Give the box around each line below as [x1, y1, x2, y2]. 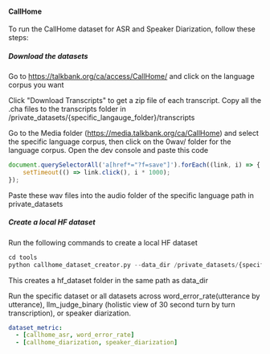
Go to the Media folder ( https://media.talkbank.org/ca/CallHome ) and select [8, 129, 260, 138]
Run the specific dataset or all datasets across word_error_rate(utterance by [8, 290, 260, 301]
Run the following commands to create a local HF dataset [8, 237, 198, 247]
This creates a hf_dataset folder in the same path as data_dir [8, 275, 209, 285]
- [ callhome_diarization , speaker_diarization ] [15, 339, 178, 347]
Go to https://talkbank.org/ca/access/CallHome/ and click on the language [8, 72, 255, 81]
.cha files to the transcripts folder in [8, 105, 126, 114]
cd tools [8, 253, 38, 261]
